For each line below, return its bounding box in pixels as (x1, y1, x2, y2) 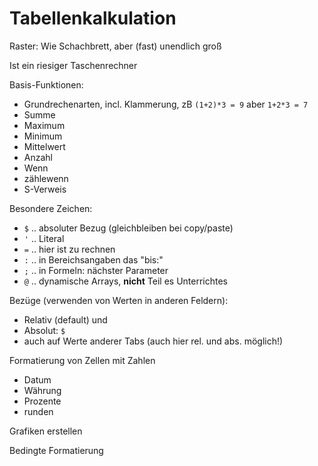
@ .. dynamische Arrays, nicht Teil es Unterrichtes (23, 275, 228, 287)
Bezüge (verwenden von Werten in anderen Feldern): (9, 294, 229, 306)
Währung (23, 384, 62, 396)
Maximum (23, 119, 66, 131)
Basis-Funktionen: (9, 78, 84, 91)
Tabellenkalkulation (9, 7, 177, 30)
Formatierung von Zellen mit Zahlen (9, 354, 156, 366)
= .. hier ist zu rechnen (23, 243, 116, 255)
